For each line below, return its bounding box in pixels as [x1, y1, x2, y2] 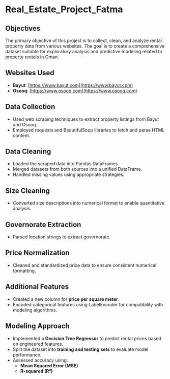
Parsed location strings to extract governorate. [12, 234, 111, 240]
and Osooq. [12, 121, 37, 127]
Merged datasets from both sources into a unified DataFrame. [12, 166, 143, 172]
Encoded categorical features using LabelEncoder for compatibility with [12, 301, 163, 307]
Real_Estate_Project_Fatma [5, 4, 123, 15]
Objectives [5, 24, 41, 33]
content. [12, 132, 31, 139]
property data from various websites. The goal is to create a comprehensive [5, 43, 165, 49]
